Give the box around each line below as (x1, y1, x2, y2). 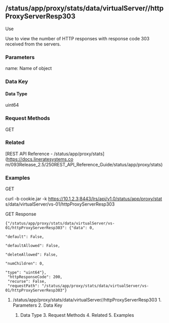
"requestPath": (7, 283, 40, 289)
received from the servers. (5, 41, 61, 47)
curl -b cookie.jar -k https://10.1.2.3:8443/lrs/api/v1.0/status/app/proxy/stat (5, 196, 162, 202)
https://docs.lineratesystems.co (7, 156, 74, 162)
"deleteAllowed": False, (5, 252, 58, 257)
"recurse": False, (7, 279, 47, 284)
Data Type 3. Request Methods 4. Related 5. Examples (20, 312, 134, 318)
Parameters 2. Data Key (12, 302, 63, 308)
